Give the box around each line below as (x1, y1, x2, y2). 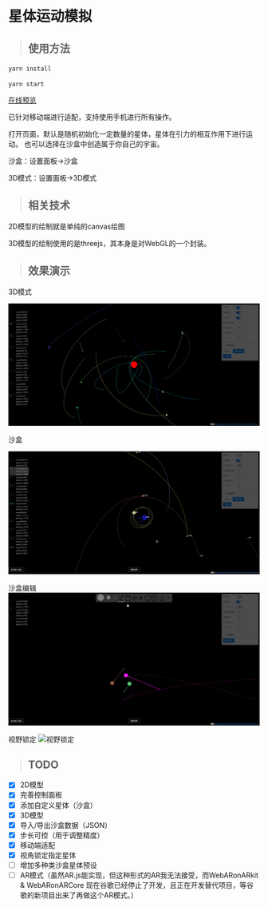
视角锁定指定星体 (19, 850, 77, 860)
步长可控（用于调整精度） (19, 830, 104, 840)
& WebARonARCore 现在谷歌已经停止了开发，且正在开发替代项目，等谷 (19, 881, 254, 890)
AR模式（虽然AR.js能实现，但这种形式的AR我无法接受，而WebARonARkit (19, 870, 259, 880)
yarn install (8, 65, 52, 73)
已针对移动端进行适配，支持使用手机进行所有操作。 (8, 113, 176, 121)
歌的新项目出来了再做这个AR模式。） (19, 890, 138, 900)
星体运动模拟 (8, 7, 93, 26)
